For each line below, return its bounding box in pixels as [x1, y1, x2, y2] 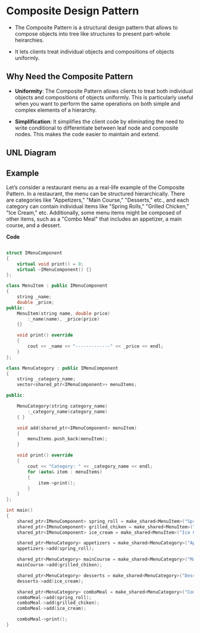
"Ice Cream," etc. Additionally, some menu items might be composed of [6, 209, 182, 216]
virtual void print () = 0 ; [17, 261, 84, 267]
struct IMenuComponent [6, 250, 62, 256]
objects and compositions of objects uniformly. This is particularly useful [14, 93, 193, 101]
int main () [6, 507, 33, 513]
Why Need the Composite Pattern [6, 71, 133, 82]
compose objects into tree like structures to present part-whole [14, 30, 171, 37]
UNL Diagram [6, 148, 57, 158]
